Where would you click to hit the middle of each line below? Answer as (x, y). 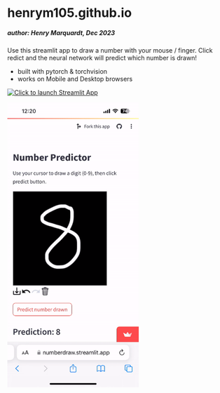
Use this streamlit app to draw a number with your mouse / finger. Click (110, 51)
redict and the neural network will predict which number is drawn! (102, 58)
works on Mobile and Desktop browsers (75, 79)
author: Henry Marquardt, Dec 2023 (61, 32)
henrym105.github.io (69, 13)
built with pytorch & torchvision (62, 72)
